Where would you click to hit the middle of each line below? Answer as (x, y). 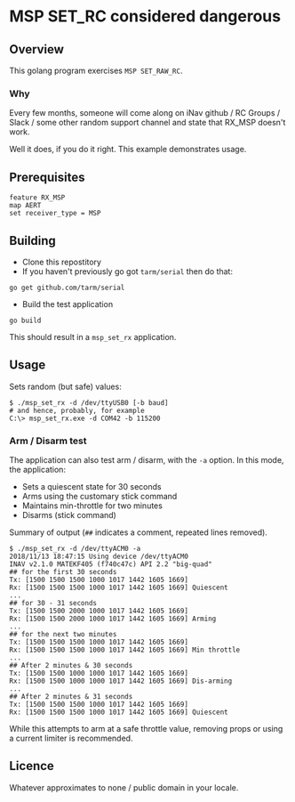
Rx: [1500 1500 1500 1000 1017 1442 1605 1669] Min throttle (125, 650)
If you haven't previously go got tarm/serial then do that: (128, 271)
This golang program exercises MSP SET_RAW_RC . (96, 70)
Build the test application (68, 304)
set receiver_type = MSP (55, 214)
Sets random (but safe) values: (65, 386)
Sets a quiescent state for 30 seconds (92, 487)
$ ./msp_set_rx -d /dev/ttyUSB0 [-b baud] (89, 402)
